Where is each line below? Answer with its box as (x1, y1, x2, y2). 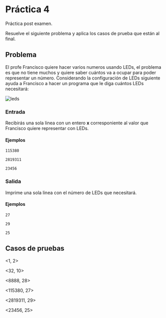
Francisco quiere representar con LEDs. (5, 125, 89, 131)
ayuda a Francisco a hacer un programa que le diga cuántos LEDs (5, 80, 144, 86)
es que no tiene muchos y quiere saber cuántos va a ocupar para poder (5, 69, 156, 75)
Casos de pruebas (5, 244, 65, 253)
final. (5, 36, 16, 42)
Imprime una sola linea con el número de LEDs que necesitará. (5, 190, 137, 196)
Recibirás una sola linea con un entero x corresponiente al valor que (5, 120, 149, 126)
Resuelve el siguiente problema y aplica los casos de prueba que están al (5, 30, 160, 36)
